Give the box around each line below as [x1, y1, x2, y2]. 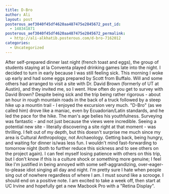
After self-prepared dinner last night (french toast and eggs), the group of [5, 59, 159, 65]
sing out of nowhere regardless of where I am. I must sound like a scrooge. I [5, 172, 164, 178]
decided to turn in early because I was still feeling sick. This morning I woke [5, 69, 163, 76]
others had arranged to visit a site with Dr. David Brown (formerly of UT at [5, 81, 159, 87]
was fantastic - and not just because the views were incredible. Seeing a [5, 118, 157, 124]
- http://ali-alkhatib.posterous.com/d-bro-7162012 [10, 36, 121, 41]
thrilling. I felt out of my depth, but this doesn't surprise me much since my [5, 129, 161, 135]
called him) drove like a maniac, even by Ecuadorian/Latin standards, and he [5, 107, 164, 113]
